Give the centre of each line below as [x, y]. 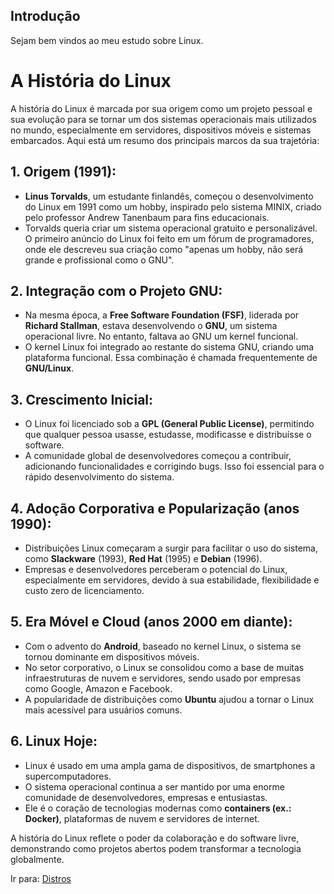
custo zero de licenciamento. [84, 590]
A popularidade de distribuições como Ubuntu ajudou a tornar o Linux [169, 699]
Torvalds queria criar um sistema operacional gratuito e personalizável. [171, 228]
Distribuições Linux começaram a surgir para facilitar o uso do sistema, [171, 548]
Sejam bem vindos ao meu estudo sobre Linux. [107, 40]
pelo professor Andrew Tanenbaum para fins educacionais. [147, 217]
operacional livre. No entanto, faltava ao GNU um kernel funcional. [161, 336]
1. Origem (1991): [63, 172]
